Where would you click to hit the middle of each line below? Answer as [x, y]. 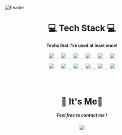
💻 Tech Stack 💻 [82, 28]
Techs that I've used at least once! [82, 45]
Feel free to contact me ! [82, 115]
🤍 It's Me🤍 [82, 101]
